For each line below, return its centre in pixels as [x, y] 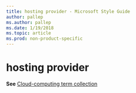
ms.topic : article [29, 33]
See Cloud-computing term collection [52, 84]
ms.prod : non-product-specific [44, 39]
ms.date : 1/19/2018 [30, 28]
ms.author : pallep [29, 22]
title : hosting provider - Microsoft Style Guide [68, 11]
